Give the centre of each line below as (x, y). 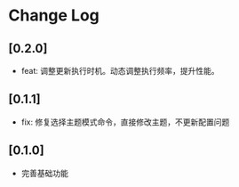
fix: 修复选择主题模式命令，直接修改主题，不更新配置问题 (125, 122)
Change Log (54, 16)
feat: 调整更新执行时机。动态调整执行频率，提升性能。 (120, 71)
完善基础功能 (44, 173)
